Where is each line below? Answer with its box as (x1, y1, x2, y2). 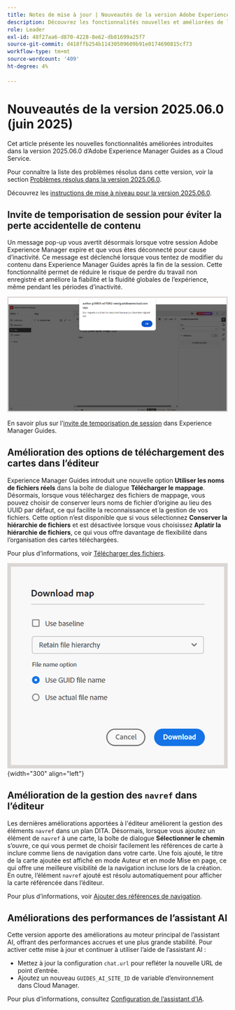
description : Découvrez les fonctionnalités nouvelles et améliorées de (7, 18, 224, 26)
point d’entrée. (17, 967, 59, 975)
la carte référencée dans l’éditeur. (7, 878, 104, 887)
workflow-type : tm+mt (7, 48, 71, 55)
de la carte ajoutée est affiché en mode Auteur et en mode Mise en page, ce (7, 856, 227, 865)
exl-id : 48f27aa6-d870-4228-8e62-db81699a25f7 (7, 34, 145, 41)
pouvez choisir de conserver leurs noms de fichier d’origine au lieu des (7, 498, 212, 507)
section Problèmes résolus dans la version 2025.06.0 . (7, 175, 162, 183)
